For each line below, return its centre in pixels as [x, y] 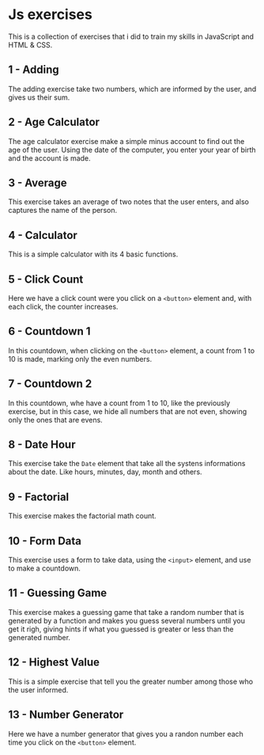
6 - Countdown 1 [49, 331]
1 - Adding [34, 70]
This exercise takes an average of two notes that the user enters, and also [128, 202]
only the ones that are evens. [55, 419]
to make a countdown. [45, 568]
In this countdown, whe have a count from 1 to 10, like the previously [119, 403]
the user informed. [38, 689]
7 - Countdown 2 [50, 384]
